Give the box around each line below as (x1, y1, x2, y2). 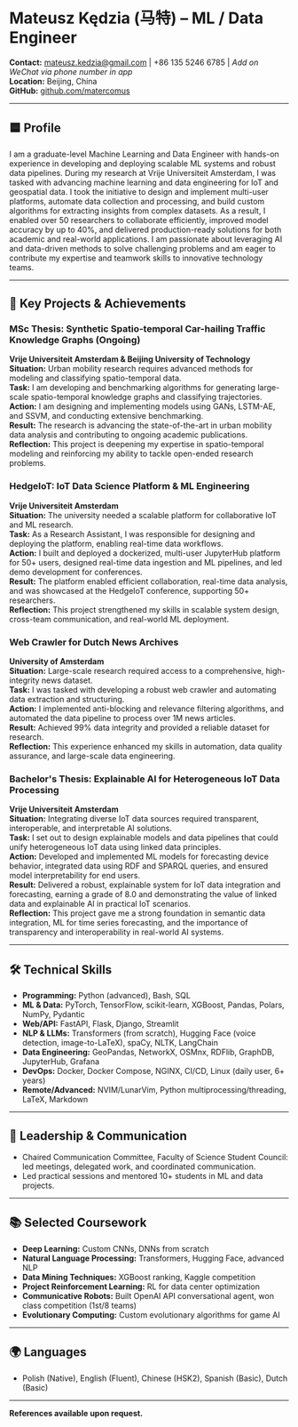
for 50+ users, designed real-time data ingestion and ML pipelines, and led (9, 557, 283, 567)
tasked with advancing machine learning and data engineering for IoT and (9, 177, 279, 188)
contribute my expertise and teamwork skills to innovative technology (9, 253, 263, 263)
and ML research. (9, 519, 74, 530)
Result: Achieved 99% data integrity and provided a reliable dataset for (9, 722, 271, 734)
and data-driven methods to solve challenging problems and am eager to (9, 243, 277, 253)
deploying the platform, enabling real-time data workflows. (9, 538, 223, 549)
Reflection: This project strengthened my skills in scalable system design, (9, 604, 279, 614)
